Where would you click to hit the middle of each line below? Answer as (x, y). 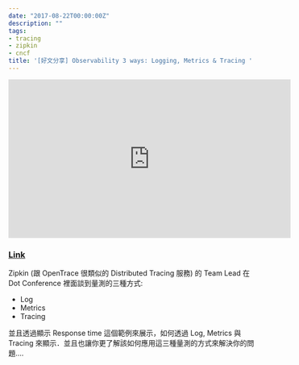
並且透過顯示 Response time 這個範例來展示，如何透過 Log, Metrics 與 (125, 333)
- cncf (19, 53)
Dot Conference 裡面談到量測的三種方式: (76, 284)
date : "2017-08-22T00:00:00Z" (59, 16)
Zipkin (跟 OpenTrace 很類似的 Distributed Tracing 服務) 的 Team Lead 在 (129, 273)
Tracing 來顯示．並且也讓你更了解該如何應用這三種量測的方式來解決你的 (128, 343)
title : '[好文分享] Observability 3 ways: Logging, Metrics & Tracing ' (131, 61)
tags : (17, 31)
